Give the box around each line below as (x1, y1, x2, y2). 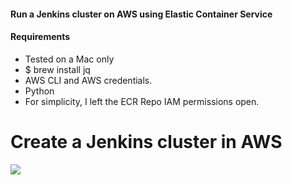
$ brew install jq (24, 63, 91, 75)
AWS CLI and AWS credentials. (24, 74, 153, 86)
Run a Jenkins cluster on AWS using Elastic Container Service (10, 8, 273, 20)
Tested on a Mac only (24, 53, 115, 65)
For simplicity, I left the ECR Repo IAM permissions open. (24, 95, 260, 107)
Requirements (10, 31, 71, 43)
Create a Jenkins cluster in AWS (10, 130, 283, 153)
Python (24, 85, 55, 97)
